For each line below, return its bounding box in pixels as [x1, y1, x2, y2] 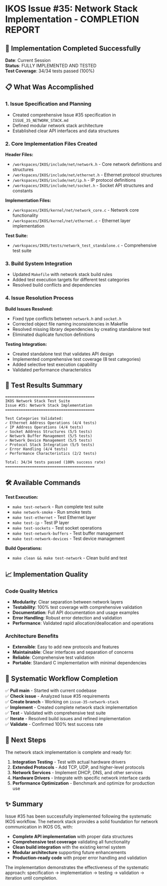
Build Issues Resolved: [5, 305, 53, 312]
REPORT [5, 24, 41, 35]
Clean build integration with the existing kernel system [12, 844, 126, 850]
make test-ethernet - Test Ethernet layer [12, 515, 96, 521]
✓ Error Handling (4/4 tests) [5, 447, 68, 452]
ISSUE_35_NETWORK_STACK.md [12, 118, 69, 123]
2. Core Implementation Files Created [5, 140, 98, 147]
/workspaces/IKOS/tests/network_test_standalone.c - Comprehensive [12, 242, 157, 248]
